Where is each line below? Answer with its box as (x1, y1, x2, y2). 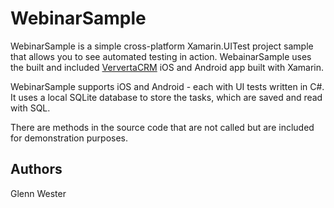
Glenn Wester (10, 187, 67, 199)
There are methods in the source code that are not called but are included (10, 121, 315, 133)
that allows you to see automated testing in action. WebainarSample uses (10, 50, 312, 62)
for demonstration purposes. (10, 132, 128, 144)
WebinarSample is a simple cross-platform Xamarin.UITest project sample (10, 40, 314, 52)
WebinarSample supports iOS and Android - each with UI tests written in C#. (10, 80, 325, 92)
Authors (10, 161, 63, 178)
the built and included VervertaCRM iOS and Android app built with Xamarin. (10, 61, 324, 73)
